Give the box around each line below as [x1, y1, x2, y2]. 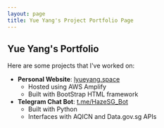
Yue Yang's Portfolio [7, 43, 99, 55]
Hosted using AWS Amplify [27, 82, 107, 91]
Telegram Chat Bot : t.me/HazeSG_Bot [17, 98, 129, 106]
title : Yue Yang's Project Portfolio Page [7, 17, 134, 24]
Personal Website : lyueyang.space [17, 75, 120, 84]
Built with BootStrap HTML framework [27, 90, 139, 98]
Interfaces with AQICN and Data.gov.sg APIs [27, 113, 157, 121]
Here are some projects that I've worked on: [7, 61, 135, 70]
